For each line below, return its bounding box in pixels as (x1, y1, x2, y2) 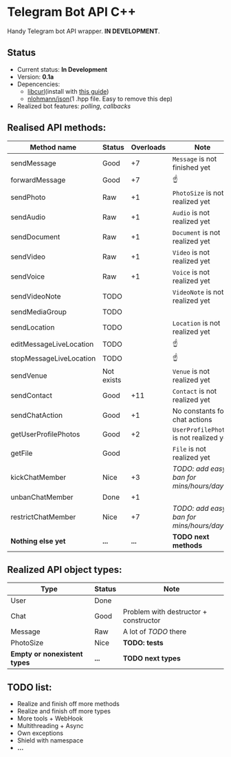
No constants (172, 406, 216, 416)
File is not (172, 444, 206, 454)
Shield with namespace (16, 736, 84, 745)
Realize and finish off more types (16, 707, 111, 716)
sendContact (10, 390, 53, 400)
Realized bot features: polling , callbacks (16, 101, 131, 110)
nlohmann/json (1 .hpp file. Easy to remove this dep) (27, 94, 173, 103)
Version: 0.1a (16, 72, 54, 81)
